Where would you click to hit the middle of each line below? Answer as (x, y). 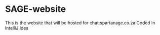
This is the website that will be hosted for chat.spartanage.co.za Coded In (80, 23)
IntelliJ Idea (17, 28)
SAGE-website (36, 9)
